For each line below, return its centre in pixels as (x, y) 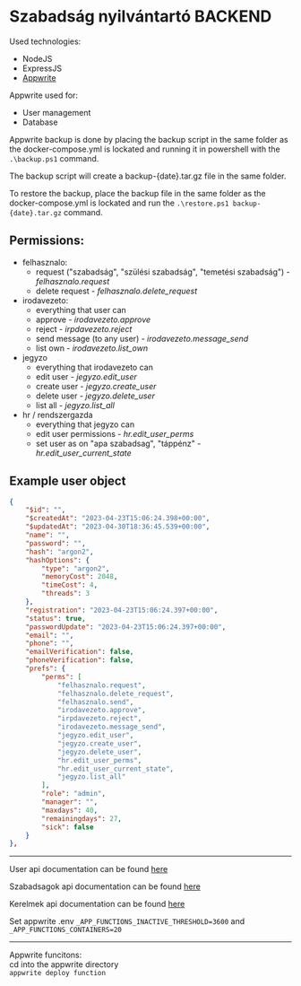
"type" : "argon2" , (76, 568)
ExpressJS (42, 68)
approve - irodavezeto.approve (93, 319)
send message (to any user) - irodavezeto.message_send (142, 338)
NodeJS (37, 58)
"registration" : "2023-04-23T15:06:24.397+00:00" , (122, 610)
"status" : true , (56, 618)
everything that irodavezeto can (95, 367)
